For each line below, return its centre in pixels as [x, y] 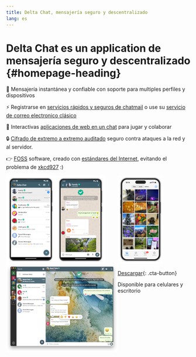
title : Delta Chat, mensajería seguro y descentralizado [77, 12]
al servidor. [20, 147]
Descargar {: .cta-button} [147, 273]
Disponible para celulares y [150, 284]
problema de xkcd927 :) [35, 167]
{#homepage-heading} [63, 73]
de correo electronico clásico [42, 116]
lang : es [17, 18]
